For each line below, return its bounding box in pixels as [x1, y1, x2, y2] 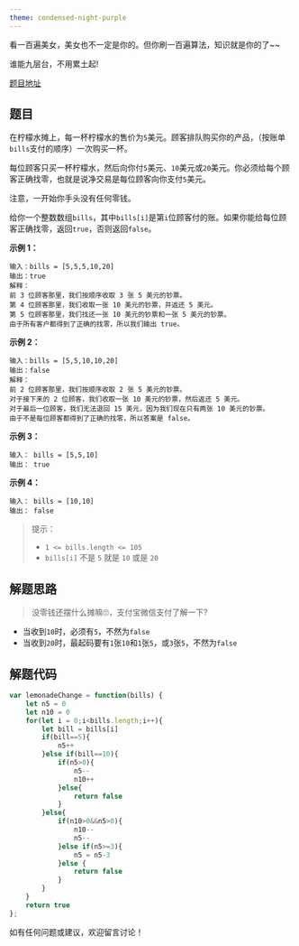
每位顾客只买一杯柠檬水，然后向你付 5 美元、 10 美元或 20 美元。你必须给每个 [9, 162, 282, 173]
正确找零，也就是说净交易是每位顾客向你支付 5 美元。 [16, 173, 212, 185]
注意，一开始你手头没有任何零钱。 [9, 193, 136, 204]
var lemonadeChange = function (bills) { [9, 691, 164, 700]
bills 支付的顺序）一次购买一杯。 [9, 144, 132, 154]
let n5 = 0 [25, 699, 67, 709]
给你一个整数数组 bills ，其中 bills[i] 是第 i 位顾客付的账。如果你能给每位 [9, 212, 279, 223]
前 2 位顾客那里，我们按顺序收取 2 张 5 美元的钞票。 [9, 385, 187, 394]
